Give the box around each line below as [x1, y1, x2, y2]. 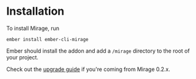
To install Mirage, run [6, 24, 60, 32]
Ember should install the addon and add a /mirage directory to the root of [6, 47, 191, 55]
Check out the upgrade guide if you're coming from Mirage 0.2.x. [6, 66, 170, 73]
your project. [6, 53, 38, 61]
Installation [6, 4, 65, 18]
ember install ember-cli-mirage [6, 36, 89, 42]
